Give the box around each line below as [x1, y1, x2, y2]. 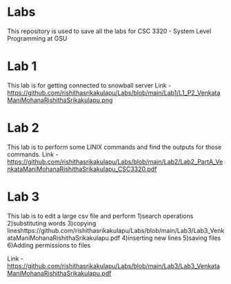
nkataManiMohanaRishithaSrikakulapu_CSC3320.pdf [7, 165, 157, 173]
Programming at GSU [7, 34, 68, 42]
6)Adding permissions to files [7, 241, 91, 249]
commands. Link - [7, 150, 59, 159]
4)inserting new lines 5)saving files [121, 234, 221, 242]
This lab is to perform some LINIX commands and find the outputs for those [7, 143, 222, 151]
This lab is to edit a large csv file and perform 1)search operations [7, 212, 194, 220]
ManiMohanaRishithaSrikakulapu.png [7, 96, 113, 104]
